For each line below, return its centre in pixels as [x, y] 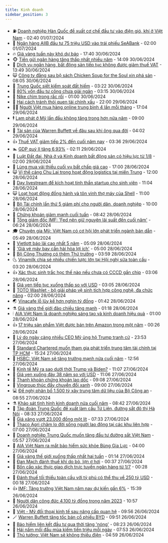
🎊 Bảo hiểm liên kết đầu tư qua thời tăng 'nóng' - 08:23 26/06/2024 [82, 524]
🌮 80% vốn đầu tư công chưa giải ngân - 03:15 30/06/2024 [73, 91]
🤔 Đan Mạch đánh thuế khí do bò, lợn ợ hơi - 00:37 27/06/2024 [77, 461]
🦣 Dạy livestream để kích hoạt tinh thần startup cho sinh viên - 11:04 [82, 182]
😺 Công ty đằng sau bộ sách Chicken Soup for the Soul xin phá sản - [84, 75]
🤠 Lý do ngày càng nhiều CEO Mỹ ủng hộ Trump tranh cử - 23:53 [79, 337]
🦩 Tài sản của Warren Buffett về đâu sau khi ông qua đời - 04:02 [78, 130]
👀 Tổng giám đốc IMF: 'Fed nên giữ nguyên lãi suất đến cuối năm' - [81, 220]
